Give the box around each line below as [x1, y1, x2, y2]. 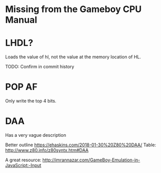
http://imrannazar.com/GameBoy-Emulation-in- [42, 157, 140, 163]
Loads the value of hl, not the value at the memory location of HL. [5, 54, 141, 60]
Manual [5, 14, 38, 26]
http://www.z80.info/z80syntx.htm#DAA [5, 147, 89, 153]
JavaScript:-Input [5, 162, 42, 168]
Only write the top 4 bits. [5, 98, 57, 104]
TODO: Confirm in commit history [5, 64, 74, 70]
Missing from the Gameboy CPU [5, 4, 142, 15]
